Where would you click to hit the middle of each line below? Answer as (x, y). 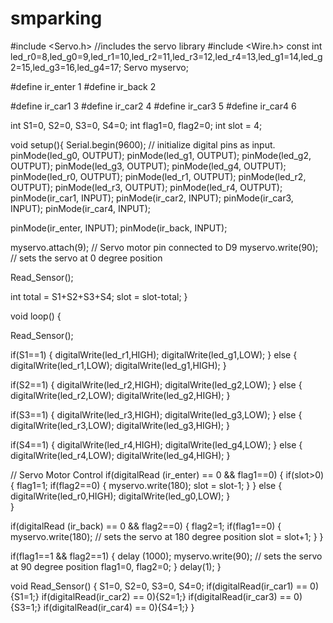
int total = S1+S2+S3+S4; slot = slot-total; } (99, 296)
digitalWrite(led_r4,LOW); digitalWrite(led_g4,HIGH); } (120, 455)
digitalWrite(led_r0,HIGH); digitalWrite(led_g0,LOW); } (120, 496)
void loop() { (36, 316)
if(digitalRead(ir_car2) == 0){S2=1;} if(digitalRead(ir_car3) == (166, 596)
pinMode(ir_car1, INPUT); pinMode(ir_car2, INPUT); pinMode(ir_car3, (152, 198)
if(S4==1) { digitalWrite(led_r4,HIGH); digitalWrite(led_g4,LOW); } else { (156, 444)
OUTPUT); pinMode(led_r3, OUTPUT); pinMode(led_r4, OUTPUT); (146, 187)
